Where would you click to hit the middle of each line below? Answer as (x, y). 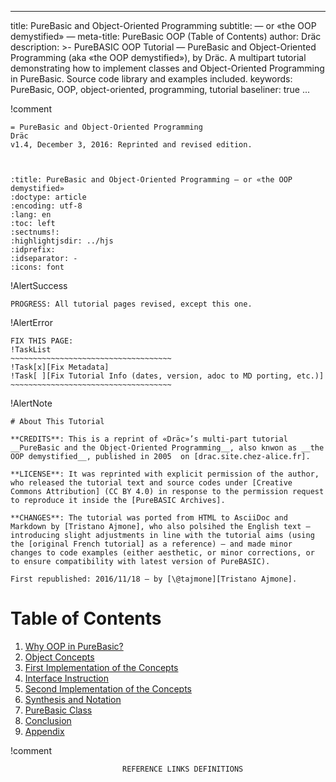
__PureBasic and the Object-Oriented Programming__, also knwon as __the (167, 448)
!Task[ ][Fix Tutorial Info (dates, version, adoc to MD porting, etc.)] (167, 376)
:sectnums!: (35, 232)
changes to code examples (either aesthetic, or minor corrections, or (162, 553)
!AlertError (31, 322)
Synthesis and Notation (73, 699)
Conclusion (48, 720)
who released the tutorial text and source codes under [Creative (151, 483)
